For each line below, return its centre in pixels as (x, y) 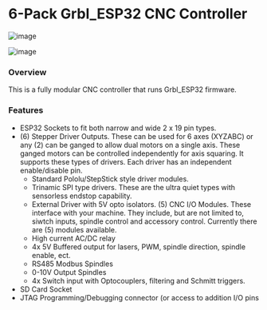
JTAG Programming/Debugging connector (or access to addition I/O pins (139, 297)
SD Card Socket (46, 289)
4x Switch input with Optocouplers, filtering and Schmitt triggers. (138, 280)
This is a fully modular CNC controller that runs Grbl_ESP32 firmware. (122, 89)
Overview (27, 72)
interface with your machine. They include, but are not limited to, (138, 213)
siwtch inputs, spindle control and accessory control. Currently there (144, 221)
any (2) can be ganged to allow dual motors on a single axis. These (130, 145)
